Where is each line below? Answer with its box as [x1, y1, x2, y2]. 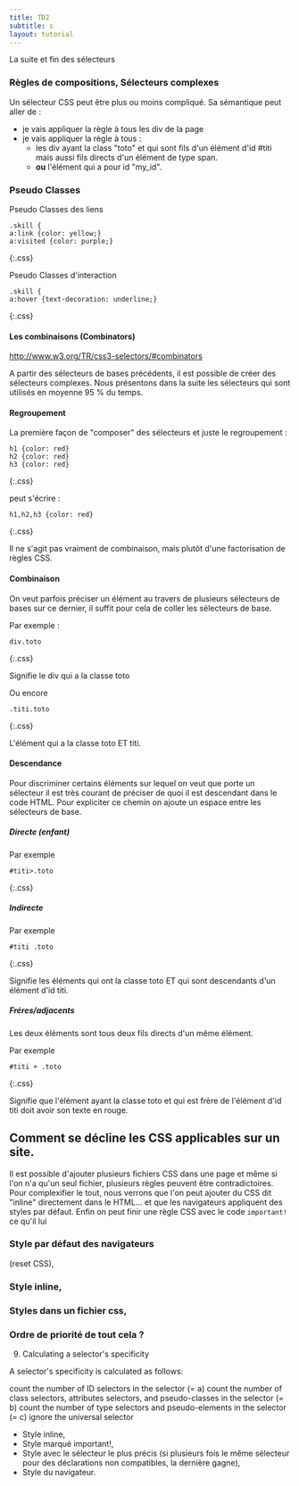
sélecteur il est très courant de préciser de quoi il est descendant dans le [9, 787, 278, 798]
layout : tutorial [9, 29, 74, 38]
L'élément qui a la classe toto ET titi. [9, 737, 141, 748]
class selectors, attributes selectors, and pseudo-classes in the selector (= [9, 1392, 284, 1403]
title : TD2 [9, 12, 50, 22]
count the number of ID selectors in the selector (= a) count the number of [9, 1382, 283, 1393]
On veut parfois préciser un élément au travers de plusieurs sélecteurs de [9, 593, 280, 603]
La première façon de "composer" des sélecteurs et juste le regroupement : [9, 428, 287, 438]
